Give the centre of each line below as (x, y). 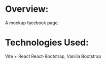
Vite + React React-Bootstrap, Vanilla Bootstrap (53, 56)
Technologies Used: (47, 43)
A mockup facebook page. (32, 23)
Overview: (27, 9)
